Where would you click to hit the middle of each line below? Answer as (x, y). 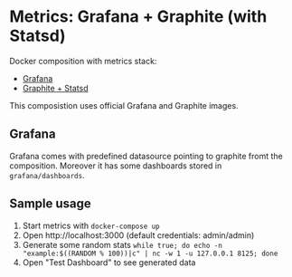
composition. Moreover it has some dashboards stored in (116, 166)
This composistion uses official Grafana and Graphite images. (124, 105)
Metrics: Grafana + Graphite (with (138, 17)
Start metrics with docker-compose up (91, 225)
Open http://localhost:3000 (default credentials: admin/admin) (138, 235)
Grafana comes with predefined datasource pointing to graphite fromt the (146, 156)
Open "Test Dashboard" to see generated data (109, 262)
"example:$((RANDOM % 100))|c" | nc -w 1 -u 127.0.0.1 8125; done (150, 253)
